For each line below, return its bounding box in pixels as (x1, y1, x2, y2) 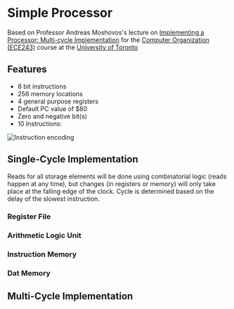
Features (7, 63, 47, 75)
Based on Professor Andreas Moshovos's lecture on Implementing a (7, 28, 204, 37)
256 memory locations (17, 89, 83, 98)
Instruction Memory (7, 249, 77, 259)
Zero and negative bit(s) (17, 112, 88, 120)
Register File (7, 212, 51, 222)
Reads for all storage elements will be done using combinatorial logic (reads (7, 172, 227, 180)
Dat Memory (7, 268, 51, 278)
